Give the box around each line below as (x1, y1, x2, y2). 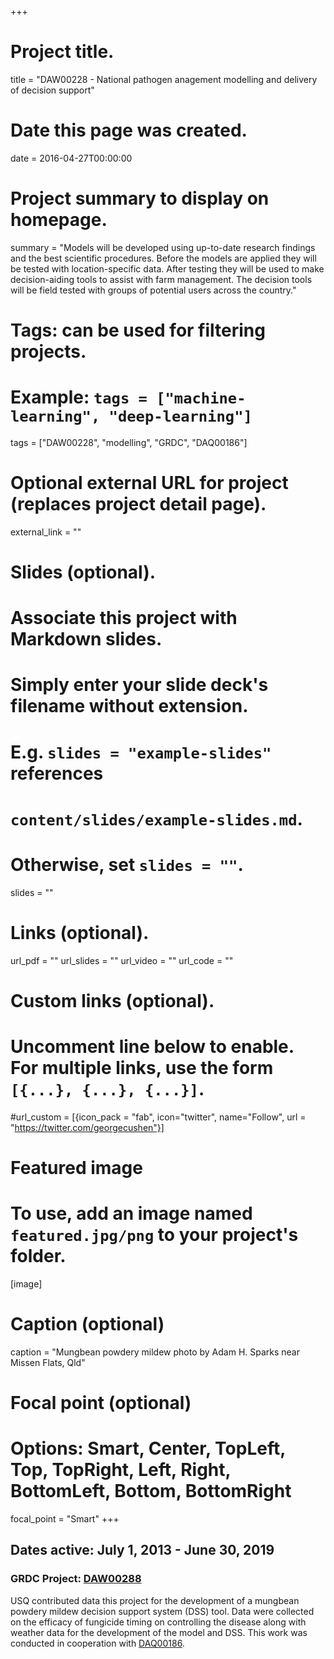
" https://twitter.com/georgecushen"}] (10, 1121, 165, 1133)
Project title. (10, 41, 115, 63)
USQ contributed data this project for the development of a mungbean (10, 1594, 300, 1606)
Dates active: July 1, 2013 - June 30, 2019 (10, 1542, 275, 1559)
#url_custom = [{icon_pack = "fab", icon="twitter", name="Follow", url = (10, 1111, 307, 1123)
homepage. (10, 209, 108, 231)
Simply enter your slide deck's (10, 674, 269, 696)
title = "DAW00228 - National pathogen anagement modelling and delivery (10, 73, 318, 85)
